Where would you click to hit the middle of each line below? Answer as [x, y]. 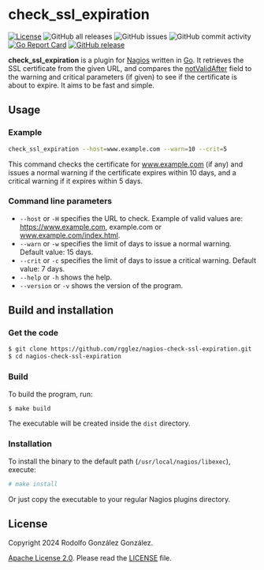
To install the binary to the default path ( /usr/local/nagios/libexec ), [119, 461]
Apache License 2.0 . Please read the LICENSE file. [90, 558]
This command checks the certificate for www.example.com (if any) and [126, 164]
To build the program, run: [50, 394]
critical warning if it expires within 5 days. [76, 181]
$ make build [30, 408]
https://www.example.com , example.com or [91, 227]
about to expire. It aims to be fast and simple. [82, 85]
